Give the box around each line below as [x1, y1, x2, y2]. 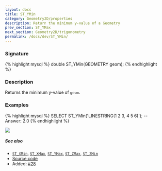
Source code [12, 155, 38, 161]
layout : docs [5, 7, 32, 12]
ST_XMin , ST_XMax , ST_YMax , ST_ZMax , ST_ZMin [12, 150, 98, 156]
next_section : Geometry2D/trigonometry [5, 30, 86, 34]
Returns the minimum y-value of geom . [5, 89, 81, 95]
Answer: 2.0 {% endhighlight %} [5, 118, 69, 124]
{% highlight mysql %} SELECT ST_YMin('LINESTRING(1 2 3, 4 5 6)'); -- [5, 113, 148, 119]
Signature [5, 50, 29, 57]
